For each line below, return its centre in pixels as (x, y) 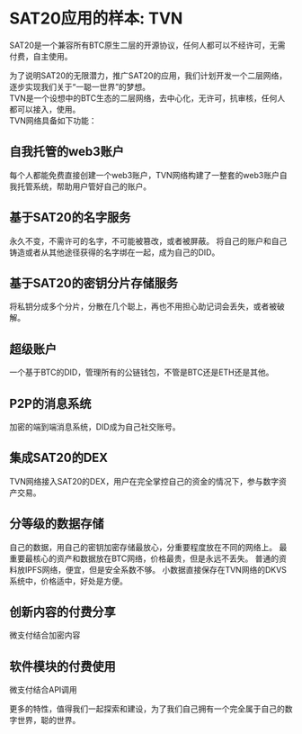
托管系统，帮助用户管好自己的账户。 (84, 186)
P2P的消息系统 (50, 403)
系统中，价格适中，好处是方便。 (68, 581)
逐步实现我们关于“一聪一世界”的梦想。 (80, 86)
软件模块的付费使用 (62, 666)
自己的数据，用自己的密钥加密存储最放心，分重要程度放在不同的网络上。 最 (148, 547)
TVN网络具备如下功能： (53, 120)
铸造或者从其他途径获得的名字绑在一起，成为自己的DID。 (115, 252)
